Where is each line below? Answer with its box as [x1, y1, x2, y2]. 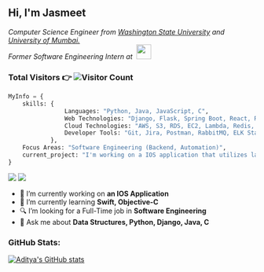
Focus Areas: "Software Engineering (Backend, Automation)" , [22, 144, 226, 152]
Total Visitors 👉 [8, 72, 72, 83]
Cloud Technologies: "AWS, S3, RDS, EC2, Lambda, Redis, [64, 122, 255, 130]
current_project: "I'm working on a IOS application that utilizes [22, 151, 247, 160]
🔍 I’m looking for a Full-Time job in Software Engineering [19, 206, 207, 215]
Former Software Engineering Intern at [8, 51, 134, 61]
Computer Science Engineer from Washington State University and [8, 27, 225, 36]
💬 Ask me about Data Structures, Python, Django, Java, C [19, 217, 210, 226]
